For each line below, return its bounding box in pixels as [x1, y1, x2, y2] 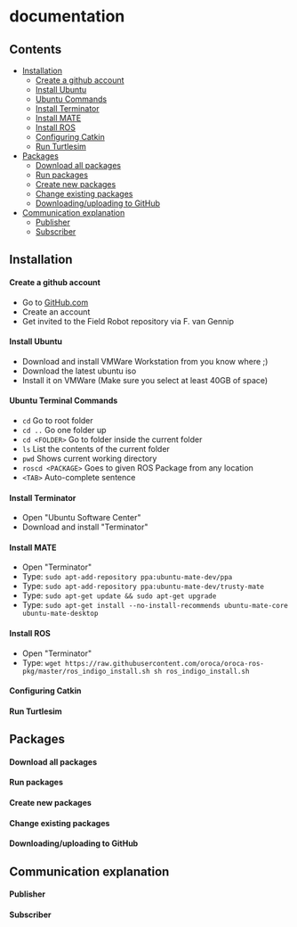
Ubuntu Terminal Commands [9, 395, 118, 406]
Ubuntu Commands [35, 94, 108, 104]
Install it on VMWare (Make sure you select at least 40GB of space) [21, 374, 269, 385]
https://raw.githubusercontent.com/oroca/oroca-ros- [65, 659, 265, 668]
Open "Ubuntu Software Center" [21, 513, 141, 523]
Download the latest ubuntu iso [21, 365, 137, 376]
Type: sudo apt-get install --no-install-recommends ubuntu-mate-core [21, 600, 289, 611]
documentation [9, 6, 125, 27]
